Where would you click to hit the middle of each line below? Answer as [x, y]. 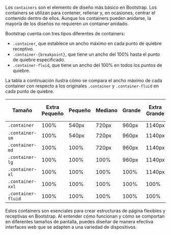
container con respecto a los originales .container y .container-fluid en [82, 86]
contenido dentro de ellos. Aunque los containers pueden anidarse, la [78, 18]
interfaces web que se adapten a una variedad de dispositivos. [71, 227]
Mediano [107, 110]
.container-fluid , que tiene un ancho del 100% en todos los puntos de [87, 65]
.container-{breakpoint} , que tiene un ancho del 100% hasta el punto [86, 54]
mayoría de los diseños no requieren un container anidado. [67, 24]
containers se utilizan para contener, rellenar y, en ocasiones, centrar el [80, 13]
